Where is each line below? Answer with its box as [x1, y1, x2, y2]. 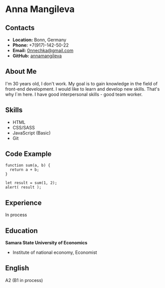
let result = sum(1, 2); [5, 181, 57, 186]
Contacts [5, 24, 35, 32]
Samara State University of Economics [5, 240, 88, 246]
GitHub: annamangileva [12, 53, 62, 59]
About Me [5, 67, 37, 76]
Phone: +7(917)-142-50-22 [12, 42, 69, 48]
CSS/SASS [12, 124, 35, 130]
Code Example [5, 150, 52, 159]
